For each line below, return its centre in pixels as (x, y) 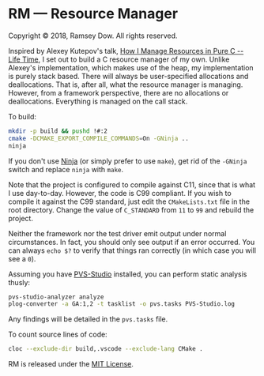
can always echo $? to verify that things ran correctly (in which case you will (132, 250)
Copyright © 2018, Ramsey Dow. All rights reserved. (93, 36)
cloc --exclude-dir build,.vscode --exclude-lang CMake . (106, 349)
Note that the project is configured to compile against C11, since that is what (132, 184)
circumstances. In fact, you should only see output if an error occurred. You (132, 242)
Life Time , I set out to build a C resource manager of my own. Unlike (119, 59)
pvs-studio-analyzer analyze (56, 297)
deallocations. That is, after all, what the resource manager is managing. (126, 85)
